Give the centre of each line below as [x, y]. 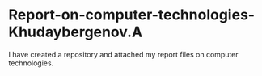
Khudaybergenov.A [76, 32]
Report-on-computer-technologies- [132, 15]
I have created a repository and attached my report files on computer [123, 54]
